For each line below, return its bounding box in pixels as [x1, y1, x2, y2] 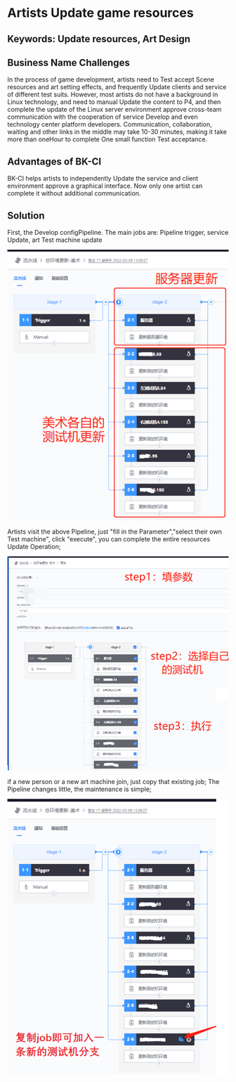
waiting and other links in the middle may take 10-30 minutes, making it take [7, 128, 227, 136]
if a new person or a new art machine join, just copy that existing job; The [7, 777, 220, 785]
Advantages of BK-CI [7, 155, 102, 167]
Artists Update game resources [7, 5, 195, 21]
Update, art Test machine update [7, 236, 103, 244]
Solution [7, 210, 45, 221]
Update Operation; [7, 542, 61, 550]
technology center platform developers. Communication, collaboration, [7, 120, 212, 129]
